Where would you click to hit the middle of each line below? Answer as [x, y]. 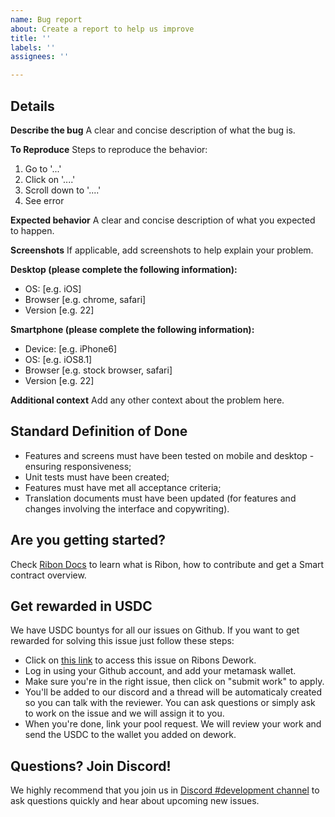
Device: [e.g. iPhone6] [71, 348]
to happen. [32, 230]
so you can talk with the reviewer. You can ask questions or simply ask [170, 703]
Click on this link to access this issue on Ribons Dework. [140, 660]
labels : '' [33, 47]
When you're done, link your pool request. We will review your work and [173, 724]
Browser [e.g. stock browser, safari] [98, 370]
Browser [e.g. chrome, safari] [85, 299]
